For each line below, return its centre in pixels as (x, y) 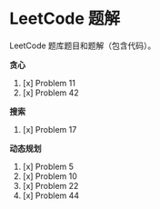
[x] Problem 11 (49, 83)
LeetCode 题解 (65, 19)
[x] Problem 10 (50, 176)
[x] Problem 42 (50, 93)
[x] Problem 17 (50, 129)
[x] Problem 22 (50, 185)
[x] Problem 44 (51, 195)
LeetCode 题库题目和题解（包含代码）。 (83, 45)
